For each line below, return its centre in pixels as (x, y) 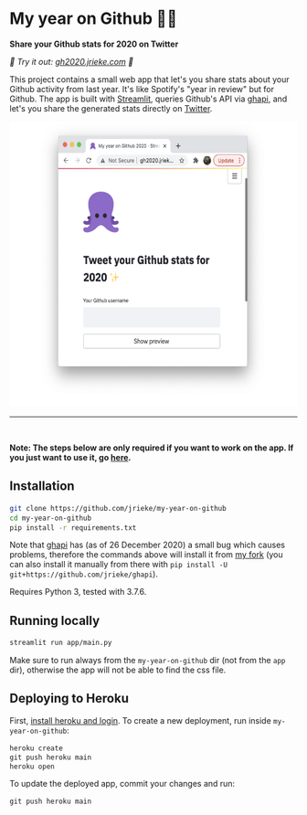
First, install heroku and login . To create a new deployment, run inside (140, 720)
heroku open (32, 767)
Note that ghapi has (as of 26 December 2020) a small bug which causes (148, 545)
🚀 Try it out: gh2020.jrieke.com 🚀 (72, 61)
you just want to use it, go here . (70, 457)
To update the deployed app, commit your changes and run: (122, 783)
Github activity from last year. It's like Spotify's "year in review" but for (142, 89)
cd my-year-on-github (51, 518)
